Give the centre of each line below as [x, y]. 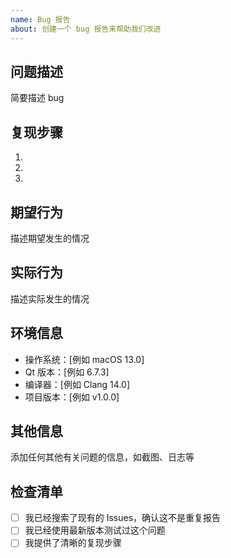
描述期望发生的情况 [50, 238]
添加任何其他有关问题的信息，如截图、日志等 [102, 457]
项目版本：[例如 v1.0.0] [72, 397]
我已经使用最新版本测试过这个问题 [95, 530]
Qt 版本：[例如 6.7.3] [67, 372]
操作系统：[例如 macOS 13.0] [84, 359]
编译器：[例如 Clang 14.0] [77, 384]
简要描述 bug [37, 98]
